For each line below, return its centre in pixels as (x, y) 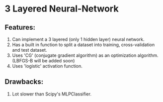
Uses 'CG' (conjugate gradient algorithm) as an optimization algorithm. (85, 55)
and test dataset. (29, 50)
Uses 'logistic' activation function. (47, 66)
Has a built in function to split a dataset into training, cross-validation (83, 45)
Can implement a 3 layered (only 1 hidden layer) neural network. (78, 39)
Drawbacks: (24, 82)
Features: (20, 27)
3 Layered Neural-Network (62, 9)
